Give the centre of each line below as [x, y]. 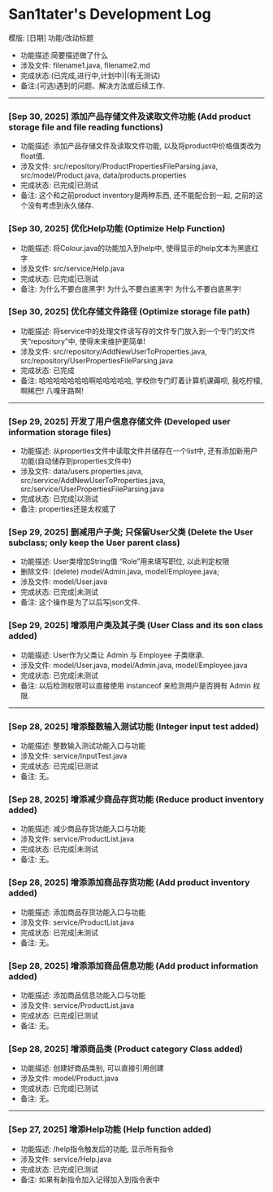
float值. [32, 156]
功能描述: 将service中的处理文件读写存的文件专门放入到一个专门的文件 [138, 331]
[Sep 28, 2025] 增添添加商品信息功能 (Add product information [133, 965]
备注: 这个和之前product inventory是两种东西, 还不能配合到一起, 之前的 [138, 196]
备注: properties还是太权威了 [68, 509]
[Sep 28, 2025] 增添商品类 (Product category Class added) [126, 1049]
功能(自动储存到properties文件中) [76, 461]
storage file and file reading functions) [86, 127]
